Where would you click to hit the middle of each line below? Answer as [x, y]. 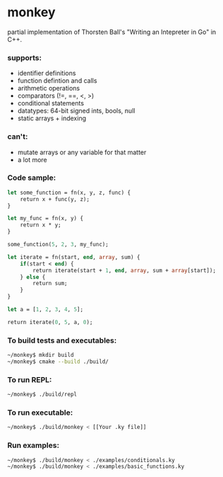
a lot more [32, 159]
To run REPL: [30, 379]
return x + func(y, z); [55, 199]
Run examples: [34, 445]
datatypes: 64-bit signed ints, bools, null [76, 111]
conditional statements [51, 103]
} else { [33, 277]
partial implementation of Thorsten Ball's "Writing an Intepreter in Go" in [112, 32]
